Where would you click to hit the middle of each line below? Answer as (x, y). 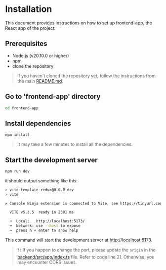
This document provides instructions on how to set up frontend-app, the (79, 23)
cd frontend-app (22, 108)
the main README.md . (40, 81)
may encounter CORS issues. (47, 262)
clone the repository (33, 66)
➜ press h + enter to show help (44, 231)
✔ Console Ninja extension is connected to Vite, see (62, 203)
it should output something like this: (41, 181)
